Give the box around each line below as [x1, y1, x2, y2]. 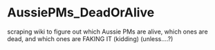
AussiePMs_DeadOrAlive [7, 5, 155, 21]
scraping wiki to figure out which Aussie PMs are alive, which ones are [7, 27, 209, 36]
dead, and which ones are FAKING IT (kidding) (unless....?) [7, 34, 174, 42]
